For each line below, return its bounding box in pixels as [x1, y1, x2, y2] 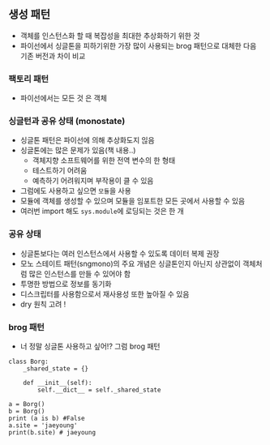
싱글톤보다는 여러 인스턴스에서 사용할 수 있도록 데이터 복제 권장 [19, 248, 220, 258]
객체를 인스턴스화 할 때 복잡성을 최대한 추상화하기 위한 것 [19, 31, 200, 41]
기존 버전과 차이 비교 [19, 51, 86, 61]
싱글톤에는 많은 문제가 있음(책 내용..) [19, 145, 136, 156]
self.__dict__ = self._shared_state [37, 386, 161, 394]
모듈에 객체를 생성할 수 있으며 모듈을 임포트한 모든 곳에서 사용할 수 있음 [19, 196, 246, 206]
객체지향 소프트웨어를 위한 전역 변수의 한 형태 [32, 156, 176, 165]
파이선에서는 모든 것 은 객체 [19, 93, 108, 103]
